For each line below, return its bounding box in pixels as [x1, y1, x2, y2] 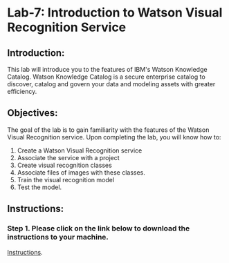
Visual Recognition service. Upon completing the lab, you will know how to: [7, 133, 221, 141]
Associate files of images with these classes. [17, 168, 145, 177]
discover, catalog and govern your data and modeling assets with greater [7, 80, 216, 88]
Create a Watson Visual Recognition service [17, 146, 143, 155]
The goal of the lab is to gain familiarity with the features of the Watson [7, 126, 210, 134]
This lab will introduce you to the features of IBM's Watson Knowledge [7, 66, 208, 73]
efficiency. [7, 88, 37, 95]
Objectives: [7, 107, 58, 119]
